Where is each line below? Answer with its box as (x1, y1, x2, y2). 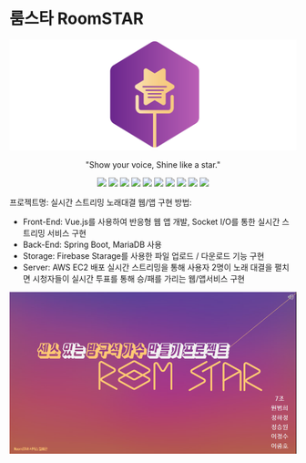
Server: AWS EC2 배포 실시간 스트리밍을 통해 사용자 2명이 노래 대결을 (22, 262, 273, 273)
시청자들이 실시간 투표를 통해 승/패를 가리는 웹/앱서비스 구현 (32, 273, 246, 284)
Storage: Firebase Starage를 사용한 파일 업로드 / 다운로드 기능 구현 (22, 251, 265, 262)
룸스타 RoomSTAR (9, 8, 144, 29)
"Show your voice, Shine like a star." (85, 159, 221, 170)
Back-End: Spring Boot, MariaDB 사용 (22, 239, 162, 251)
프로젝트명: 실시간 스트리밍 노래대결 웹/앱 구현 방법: (9, 197, 193, 208)
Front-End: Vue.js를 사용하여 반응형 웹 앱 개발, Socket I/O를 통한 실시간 (22, 216, 280, 228)
